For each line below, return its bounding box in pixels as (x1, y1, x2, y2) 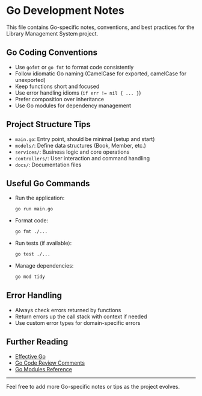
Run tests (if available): (14, 239, 72, 247)
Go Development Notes (6, 4, 124, 17)
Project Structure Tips (6, 119, 91, 130)
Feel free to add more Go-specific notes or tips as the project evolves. (6, 383, 180, 390)
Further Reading (6, 337, 69, 347)
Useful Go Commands (6, 178, 90, 189)
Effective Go (14, 353, 46, 360)
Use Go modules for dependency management (14, 102, 131, 109)
